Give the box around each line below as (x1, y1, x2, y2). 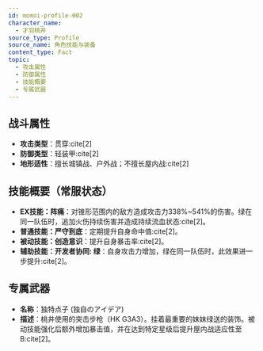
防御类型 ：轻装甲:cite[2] (19, 149, 99, 158)
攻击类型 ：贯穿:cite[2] (19, 139, 93, 149)
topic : (8, 56, 30, 64)
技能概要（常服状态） (8, 184, 112, 198)
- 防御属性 (15, 71, 47, 78)
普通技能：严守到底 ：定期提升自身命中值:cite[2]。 (19, 227, 182, 236)
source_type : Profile (8, 33, 80, 42)
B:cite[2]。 (19, 334, 55, 343)
